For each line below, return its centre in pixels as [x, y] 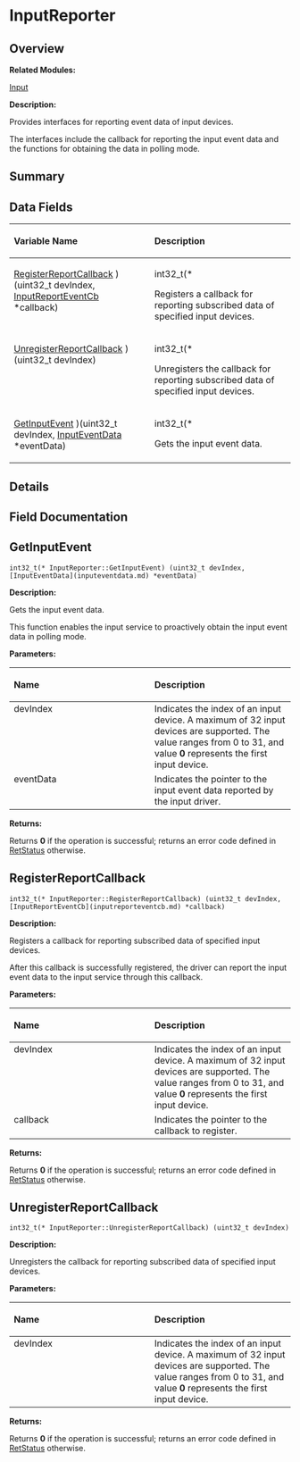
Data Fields [41, 207]
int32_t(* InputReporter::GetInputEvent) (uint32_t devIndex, [127, 568]
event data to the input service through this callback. [106, 977]
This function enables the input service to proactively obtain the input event [148, 627]
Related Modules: [42, 70]
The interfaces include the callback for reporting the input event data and [144, 139]
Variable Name [46, 241]
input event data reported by [214, 789]
